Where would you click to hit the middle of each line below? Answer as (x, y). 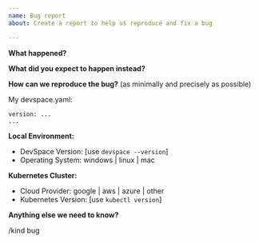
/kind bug (24, 230)
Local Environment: (41, 136)
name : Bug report (37, 16)
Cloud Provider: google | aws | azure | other (92, 191)
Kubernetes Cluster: (43, 175)
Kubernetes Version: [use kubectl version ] (91, 199)
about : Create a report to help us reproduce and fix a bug (111, 23)
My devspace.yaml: (41, 99)
